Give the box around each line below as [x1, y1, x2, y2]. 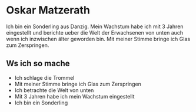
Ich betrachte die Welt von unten [14, 86, 94, 94]
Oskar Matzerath [6, 4, 90, 17]
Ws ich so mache [6, 59, 70, 69]
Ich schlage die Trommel [14, 74, 75, 81]
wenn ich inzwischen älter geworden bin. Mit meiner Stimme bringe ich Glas [6, 35, 190, 42]
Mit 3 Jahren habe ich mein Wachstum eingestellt [14, 93, 135, 100]
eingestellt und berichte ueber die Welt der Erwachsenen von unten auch [6, 29, 184, 36]
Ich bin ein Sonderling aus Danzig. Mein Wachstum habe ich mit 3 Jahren [6, 23, 184, 30]
